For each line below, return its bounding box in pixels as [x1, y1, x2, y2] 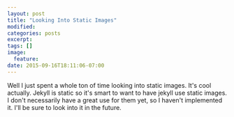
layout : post [7, 10, 45, 17]
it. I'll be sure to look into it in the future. [7, 103, 122, 111]
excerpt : [7, 36, 33, 43]
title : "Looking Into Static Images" [7, 17, 117, 24]
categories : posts [7, 29, 61, 37]
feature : [13, 56, 39, 63]
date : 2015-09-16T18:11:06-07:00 [7, 62, 105, 69]
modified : [7, 23, 36, 30]
